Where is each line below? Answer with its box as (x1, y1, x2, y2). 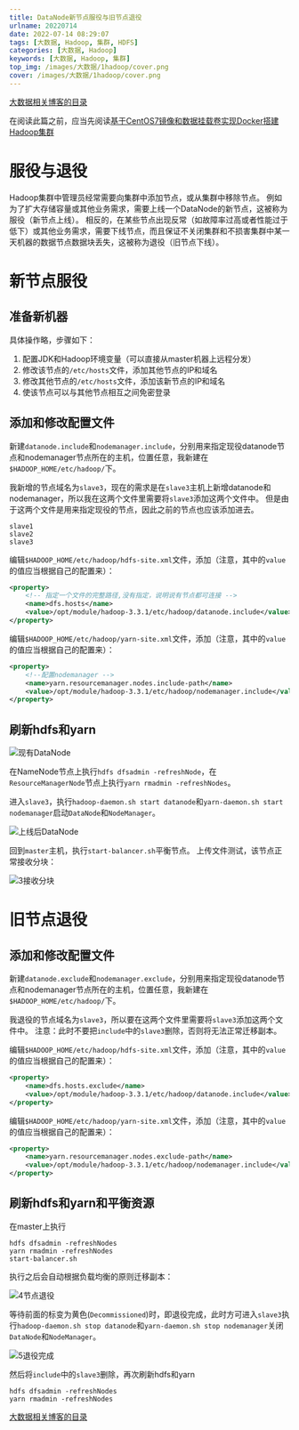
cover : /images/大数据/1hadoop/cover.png (9, 71, 161, 80)
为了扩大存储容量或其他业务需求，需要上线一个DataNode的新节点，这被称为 (9, 203, 288, 214)
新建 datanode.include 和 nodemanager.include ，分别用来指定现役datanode (9, 440, 278, 451)
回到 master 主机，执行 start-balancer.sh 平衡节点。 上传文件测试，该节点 (9, 845, 275, 856)
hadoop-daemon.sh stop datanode (17, 1321, 137, 1330)
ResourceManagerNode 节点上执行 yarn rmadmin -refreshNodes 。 (9, 778, 236, 788)
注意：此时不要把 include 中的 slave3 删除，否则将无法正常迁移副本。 (34, 1025, 282, 1037)
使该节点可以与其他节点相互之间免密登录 (21, 386, 171, 397)
